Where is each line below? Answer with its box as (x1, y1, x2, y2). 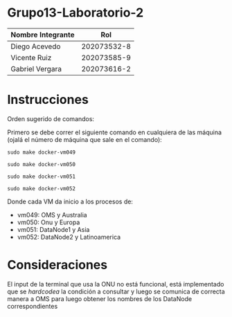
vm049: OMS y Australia (17, 210, 88, 219)
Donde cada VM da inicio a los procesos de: (7, 197, 134, 206)
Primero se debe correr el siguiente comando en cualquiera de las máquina (7, 128, 222, 136)
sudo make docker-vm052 (7, 185, 76, 192)
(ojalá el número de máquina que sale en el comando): (7, 135, 163, 143)
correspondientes (7, 302, 58, 310)
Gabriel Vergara (10, 64, 62, 73)
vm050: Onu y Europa (17, 218, 80, 226)
